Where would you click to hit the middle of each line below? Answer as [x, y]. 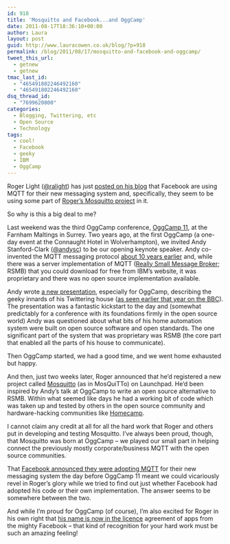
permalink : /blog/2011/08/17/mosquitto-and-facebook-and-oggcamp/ [104, 52]
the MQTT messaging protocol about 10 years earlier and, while [123, 256]
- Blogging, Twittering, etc [55, 115]
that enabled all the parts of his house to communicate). [86, 342]
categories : [24, 109]
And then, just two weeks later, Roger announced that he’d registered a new [114, 376]
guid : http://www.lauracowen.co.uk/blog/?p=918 [77, 45]
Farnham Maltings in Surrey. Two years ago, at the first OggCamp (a [104, 235]
